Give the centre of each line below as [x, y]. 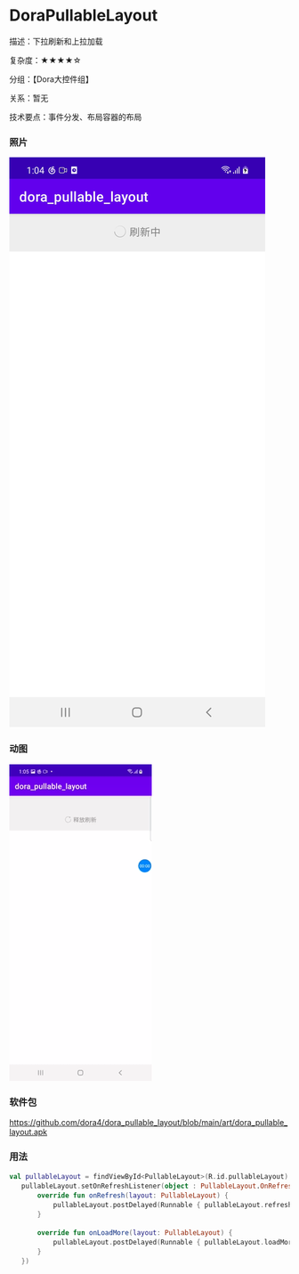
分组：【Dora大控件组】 [51, 79]
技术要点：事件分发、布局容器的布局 [76, 117]
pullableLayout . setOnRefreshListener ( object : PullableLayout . [141, 1186]
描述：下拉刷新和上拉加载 [56, 41]
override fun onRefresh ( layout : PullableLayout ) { [133, 1195]
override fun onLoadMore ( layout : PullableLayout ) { [135, 1233]
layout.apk [28, 1132]
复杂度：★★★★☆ [45, 60]
